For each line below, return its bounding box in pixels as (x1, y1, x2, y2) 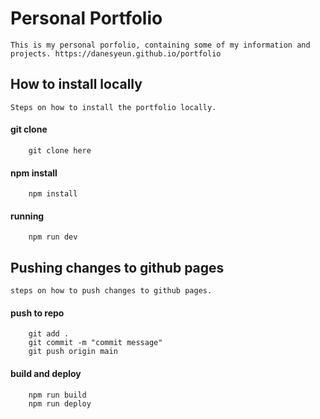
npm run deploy (28, 398, 92, 409)
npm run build (28, 390, 87, 400)
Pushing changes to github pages (10, 259, 225, 276)
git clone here (28, 145, 92, 156)
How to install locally (10, 76, 143, 93)
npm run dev (28, 232, 78, 242)
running (10, 210, 45, 222)
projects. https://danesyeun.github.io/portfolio (10, 48, 222, 59)
